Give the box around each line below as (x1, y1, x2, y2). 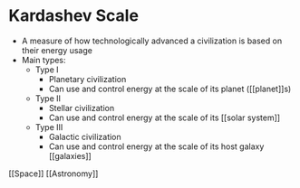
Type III (34, 121, 63, 132)
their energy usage (21, 44, 92, 55)
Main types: (21, 54, 66, 65)
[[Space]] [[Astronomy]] (8, 168, 99, 179)
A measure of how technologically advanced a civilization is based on (21, 35, 283, 46)
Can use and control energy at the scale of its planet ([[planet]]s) (48, 83, 292, 94)
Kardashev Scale (8, 5, 140, 26)
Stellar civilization (48, 102, 115, 113)
